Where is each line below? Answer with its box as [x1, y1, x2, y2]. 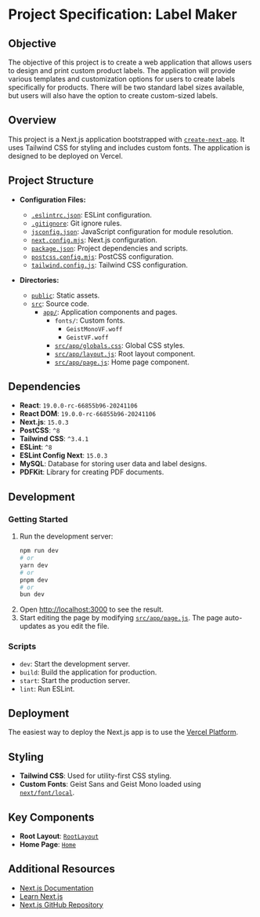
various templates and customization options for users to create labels [8, 75, 236, 83]
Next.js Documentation [19, 883, 94, 893]
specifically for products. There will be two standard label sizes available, [8, 82, 245, 92]
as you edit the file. [48, 622, 110, 631]
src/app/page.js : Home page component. [54, 357, 190, 367]
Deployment [8, 707, 70, 720]
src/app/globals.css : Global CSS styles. [54, 340, 186, 350]
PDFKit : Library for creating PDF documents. [19, 467, 164, 477]
